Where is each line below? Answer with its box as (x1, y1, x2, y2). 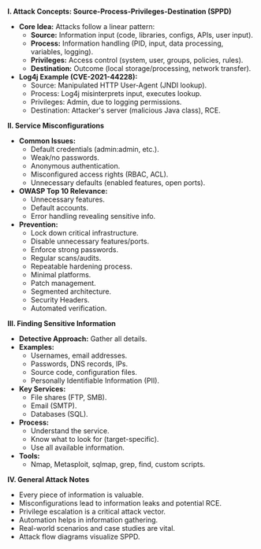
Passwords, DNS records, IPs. (30, 359, 129, 369)
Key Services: (18, 384, 66, 393)
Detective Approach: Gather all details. (18, 334, 147, 343)
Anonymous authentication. (30, 161, 121, 170)
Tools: (18, 451, 40, 460)
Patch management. (30, 279, 96, 287)
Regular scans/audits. (30, 254, 102, 262)
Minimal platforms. (30, 270, 91, 279)
